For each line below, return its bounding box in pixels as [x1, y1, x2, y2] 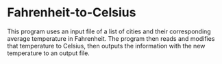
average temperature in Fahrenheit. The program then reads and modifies [7, 34, 215, 42]
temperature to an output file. [7, 49, 90, 57]
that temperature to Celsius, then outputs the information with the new [7, 42, 206, 50]
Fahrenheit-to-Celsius [7, 5, 136, 20]
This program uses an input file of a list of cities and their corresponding [7, 27, 211, 35]
